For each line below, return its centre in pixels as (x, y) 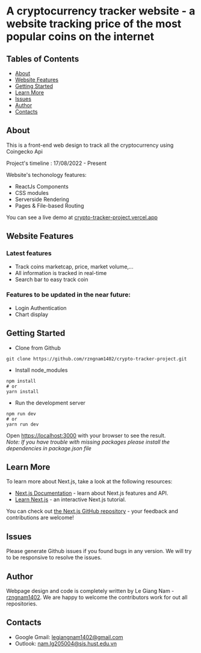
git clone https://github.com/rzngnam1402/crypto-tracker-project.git (97, 359)
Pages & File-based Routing (49, 205)
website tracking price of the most (94, 24)
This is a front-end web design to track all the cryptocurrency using (90, 145)
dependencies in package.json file (49, 448)
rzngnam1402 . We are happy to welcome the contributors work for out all (97, 598)
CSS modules (32, 193)
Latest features (29, 253)
